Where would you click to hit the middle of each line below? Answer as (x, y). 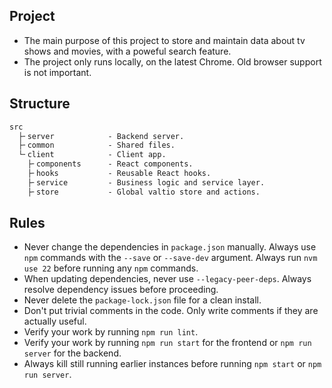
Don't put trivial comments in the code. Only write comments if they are (171, 311)
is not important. (57, 72)
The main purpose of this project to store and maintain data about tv (164, 40)
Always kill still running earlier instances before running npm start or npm (172, 364)
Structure (40, 104)
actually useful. (55, 321)
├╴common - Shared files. (97, 145)
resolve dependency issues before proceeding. (121, 290)
